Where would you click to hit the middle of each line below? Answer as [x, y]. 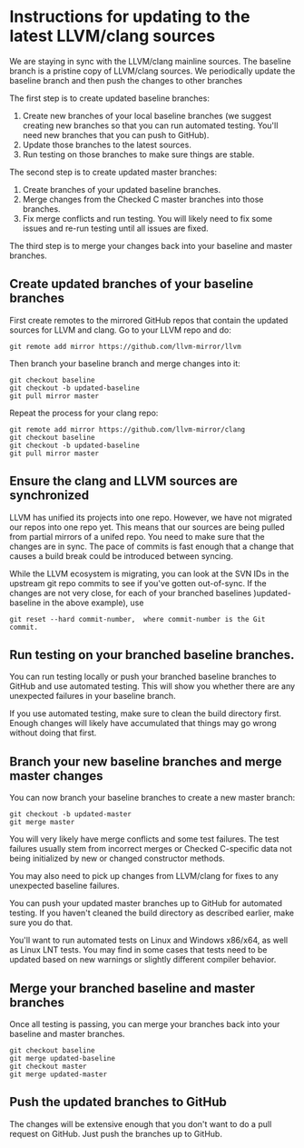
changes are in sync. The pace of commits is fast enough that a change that [152, 546]
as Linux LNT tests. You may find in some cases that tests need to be [138, 950]
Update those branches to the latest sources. [107, 145]
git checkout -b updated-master [70, 814]
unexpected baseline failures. [64, 886]
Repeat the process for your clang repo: [84, 413]
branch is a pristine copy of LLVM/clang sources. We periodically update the [152, 71]
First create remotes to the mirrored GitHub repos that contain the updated [149, 320]
